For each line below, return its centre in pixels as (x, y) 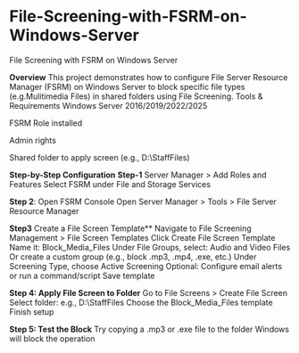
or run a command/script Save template (82, 275)
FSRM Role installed (46, 123)
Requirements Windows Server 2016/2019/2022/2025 (108, 105)
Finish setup (32, 312)
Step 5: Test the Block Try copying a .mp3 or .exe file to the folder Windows (149, 329)
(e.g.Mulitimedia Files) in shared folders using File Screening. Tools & (136, 96)
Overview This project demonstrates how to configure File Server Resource (149, 77)
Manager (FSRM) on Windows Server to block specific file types (127, 86)
